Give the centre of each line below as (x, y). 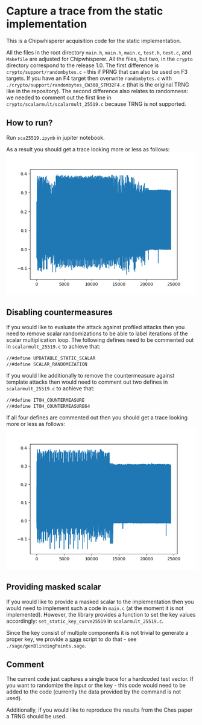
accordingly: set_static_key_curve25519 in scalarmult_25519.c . (85, 621)
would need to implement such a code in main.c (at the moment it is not (95, 608)
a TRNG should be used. (37, 717)
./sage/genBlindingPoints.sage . (46, 645)
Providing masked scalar (54, 587)
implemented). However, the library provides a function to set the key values (101, 614)
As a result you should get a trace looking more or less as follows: (88, 149)
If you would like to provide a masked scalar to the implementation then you (100, 602)
